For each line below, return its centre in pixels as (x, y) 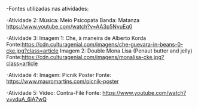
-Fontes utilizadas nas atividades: (48, 9)
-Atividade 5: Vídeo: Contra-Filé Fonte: (54, 93)
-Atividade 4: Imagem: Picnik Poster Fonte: (59, 75)
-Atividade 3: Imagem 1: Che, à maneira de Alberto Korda (76, 38)
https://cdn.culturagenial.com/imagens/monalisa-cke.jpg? (93, 57)
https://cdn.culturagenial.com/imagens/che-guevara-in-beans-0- (103, 44)
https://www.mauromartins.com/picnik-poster (63, 81)
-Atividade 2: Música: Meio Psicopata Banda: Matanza (73, 20)
